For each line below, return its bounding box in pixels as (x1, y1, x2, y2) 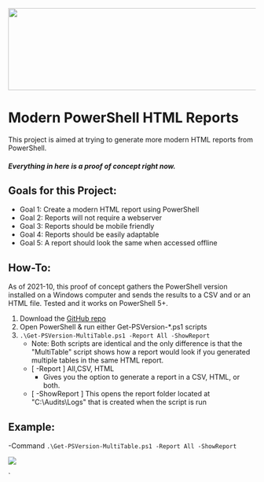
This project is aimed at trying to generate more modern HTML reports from (8, 134, 254, 144)
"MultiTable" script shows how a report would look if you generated (31, 348, 251, 357)
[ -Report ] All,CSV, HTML (31, 364, 115, 373)
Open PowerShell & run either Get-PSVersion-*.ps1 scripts (19, 322, 207, 332)
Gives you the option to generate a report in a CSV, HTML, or (42, 373, 240, 382)
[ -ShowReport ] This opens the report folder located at (31, 389, 211, 399)
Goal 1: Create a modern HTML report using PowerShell (19, 204, 200, 215)
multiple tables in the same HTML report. (31, 355, 164, 365)
